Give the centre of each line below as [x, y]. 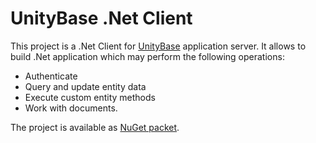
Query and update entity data [85, 86]
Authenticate [51, 76]
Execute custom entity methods [90, 97]
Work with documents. [71, 108]
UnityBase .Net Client [101, 18]
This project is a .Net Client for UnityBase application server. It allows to [158, 46]
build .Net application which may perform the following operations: [147, 56]
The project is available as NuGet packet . [95, 127]
